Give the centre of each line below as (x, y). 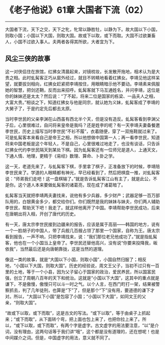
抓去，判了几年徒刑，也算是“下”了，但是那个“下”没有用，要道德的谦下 (80, 290)
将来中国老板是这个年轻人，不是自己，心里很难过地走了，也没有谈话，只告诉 (82, 143)
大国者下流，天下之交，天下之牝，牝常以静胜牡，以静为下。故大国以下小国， (82, 29)
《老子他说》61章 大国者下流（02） (77, 10)
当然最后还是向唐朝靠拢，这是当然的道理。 (63, 249)
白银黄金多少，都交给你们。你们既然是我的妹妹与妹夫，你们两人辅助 (91, 201)
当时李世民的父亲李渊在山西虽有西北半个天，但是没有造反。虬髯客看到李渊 (80, 119)
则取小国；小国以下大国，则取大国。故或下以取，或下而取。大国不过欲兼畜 (80, 35)
